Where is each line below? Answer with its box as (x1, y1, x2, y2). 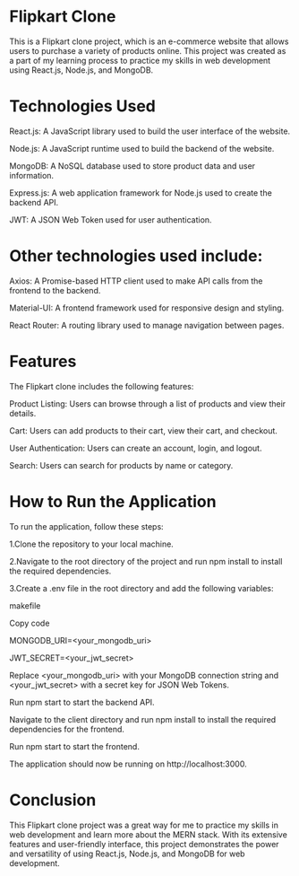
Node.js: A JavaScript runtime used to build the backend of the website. (9, 143, 275, 153)
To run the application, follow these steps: (9, 521, 164, 531)
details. (9, 407, 37, 418)
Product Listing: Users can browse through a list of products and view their (9, 398, 286, 409)
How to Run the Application (9, 491, 217, 512)
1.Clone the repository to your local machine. (9, 539, 175, 549)
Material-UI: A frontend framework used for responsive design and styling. (9, 302, 285, 313)
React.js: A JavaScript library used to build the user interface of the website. (9, 126, 291, 136)
